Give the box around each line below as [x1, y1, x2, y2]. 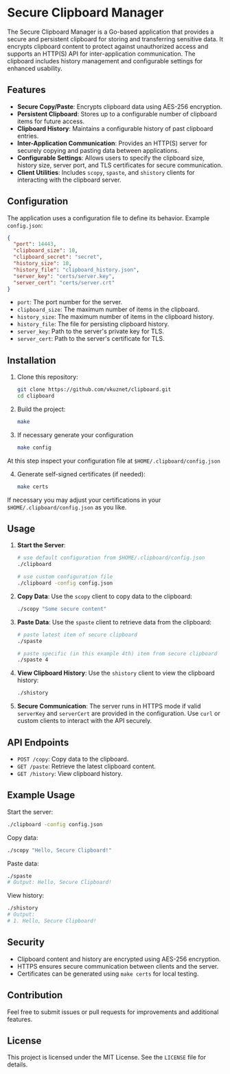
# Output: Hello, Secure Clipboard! [7, 879, 112, 886]
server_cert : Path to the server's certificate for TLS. [16, 335, 165, 343]
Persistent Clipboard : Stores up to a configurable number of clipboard [16, 109, 218, 118]
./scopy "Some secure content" [16, 605, 107, 612]
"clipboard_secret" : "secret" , [13, 253, 103, 261]
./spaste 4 [16, 656, 49, 664]
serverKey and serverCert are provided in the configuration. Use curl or [16, 709, 221, 717]
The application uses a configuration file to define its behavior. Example [7, 213, 210, 222]
